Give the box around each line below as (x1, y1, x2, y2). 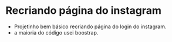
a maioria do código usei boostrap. (14, 29, 99, 36)
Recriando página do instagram (5, 4, 162, 17)
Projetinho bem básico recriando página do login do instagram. (14, 23, 167, 30)
